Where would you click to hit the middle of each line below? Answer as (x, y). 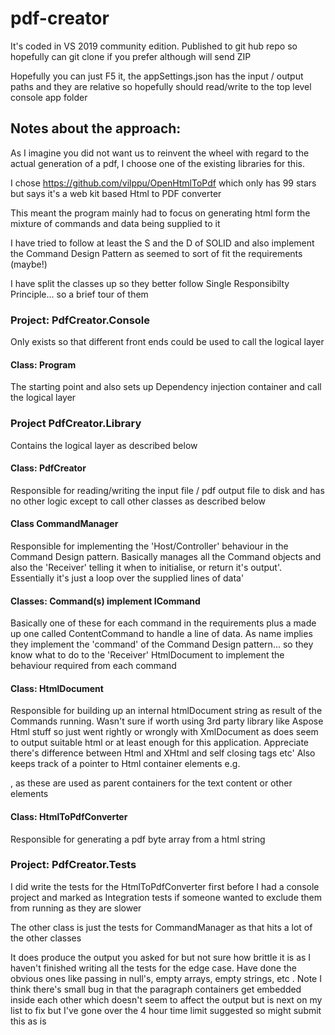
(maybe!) (29, 264)
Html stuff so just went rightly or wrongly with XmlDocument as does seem (164, 732)
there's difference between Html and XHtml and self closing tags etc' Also (163, 753)
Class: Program (43, 364)
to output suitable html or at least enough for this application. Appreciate (160, 743)
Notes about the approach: (96, 128)
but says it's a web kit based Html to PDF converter (116, 193)
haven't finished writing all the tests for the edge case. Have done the (153, 968)
